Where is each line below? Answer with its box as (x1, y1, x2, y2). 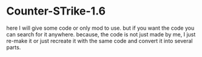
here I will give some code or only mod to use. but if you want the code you (6, 24, 195, 32)
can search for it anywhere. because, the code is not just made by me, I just (6, 30, 196, 38)
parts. (6, 44, 21, 51)
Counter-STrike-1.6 (6, 4, 106, 18)
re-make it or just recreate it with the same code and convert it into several (6, 37, 193, 44)
